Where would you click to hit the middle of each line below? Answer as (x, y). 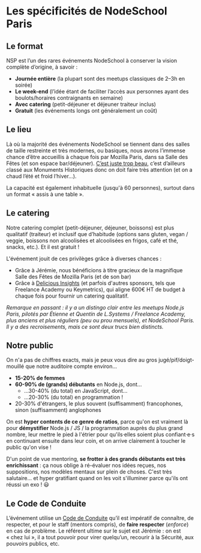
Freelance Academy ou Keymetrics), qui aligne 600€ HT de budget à (100, 289)
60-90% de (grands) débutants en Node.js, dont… (78, 384)
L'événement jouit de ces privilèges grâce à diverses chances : (84, 258)
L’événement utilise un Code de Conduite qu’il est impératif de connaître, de (100, 518)
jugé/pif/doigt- (176, 360)
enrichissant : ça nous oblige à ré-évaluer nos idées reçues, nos (86, 466)
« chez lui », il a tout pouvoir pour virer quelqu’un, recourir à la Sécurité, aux (100, 537)
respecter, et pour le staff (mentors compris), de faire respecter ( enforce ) (97, 525)
